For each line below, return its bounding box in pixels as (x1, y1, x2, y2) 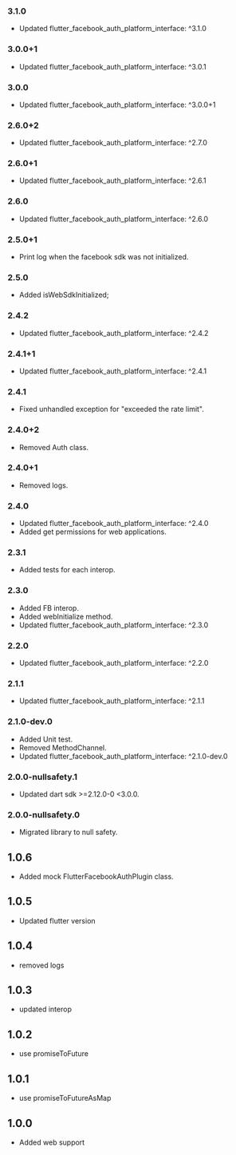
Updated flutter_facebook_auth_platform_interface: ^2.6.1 (18, 176, 206, 185)
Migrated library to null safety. (18, 828, 118, 837)
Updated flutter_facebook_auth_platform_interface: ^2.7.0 (18, 138, 208, 148)
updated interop (18, 1004, 73, 1015)
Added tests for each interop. (18, 565, 116, 575)
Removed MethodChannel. (18, 742, 107, 752)
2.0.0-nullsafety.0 (7, 809, 81, 820)
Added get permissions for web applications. (18, 527, 167, 536)
